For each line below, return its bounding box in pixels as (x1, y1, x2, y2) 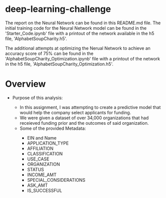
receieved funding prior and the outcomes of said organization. (19, 120, 149, 126)
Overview (5, 78, 46, 90)
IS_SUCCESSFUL (27, 187, 62, 194)
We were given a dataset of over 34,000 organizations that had (19, 115, 149, 121)
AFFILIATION (27, 145, 54, 151)
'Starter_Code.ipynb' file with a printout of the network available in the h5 (5, 30, 155, 36)
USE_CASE (27, 156, 50, 162)
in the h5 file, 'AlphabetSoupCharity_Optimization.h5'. (5, 61, 114, 67)
